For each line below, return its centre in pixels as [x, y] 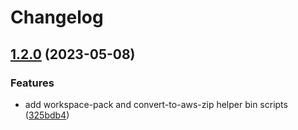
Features [32, 83]
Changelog [57, 17]
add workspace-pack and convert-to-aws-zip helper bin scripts [156, 104]
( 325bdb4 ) [47, 115]
